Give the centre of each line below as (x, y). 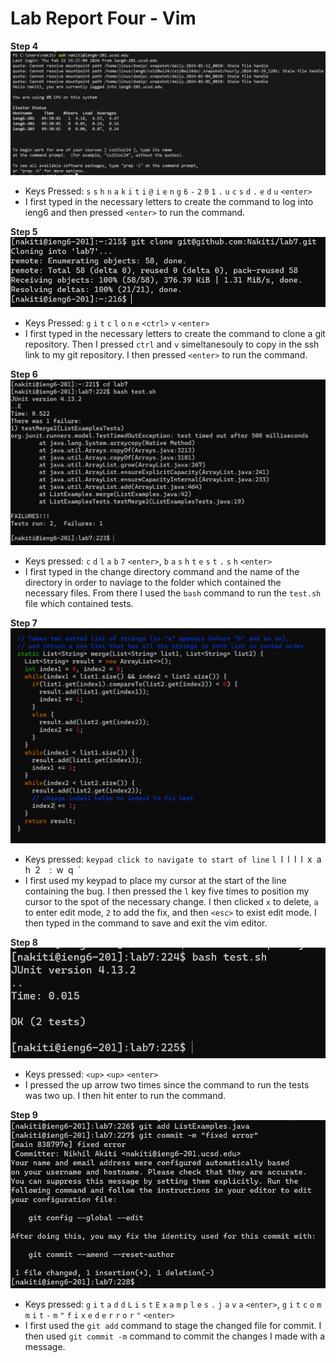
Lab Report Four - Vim (103, 18)
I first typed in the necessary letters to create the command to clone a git (175, 334)
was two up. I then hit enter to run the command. (125, 1096)
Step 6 (24, 374)
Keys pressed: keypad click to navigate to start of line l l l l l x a (173, 859)
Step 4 (24, 46)
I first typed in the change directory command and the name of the (162, 572)
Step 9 (24, 1115)
